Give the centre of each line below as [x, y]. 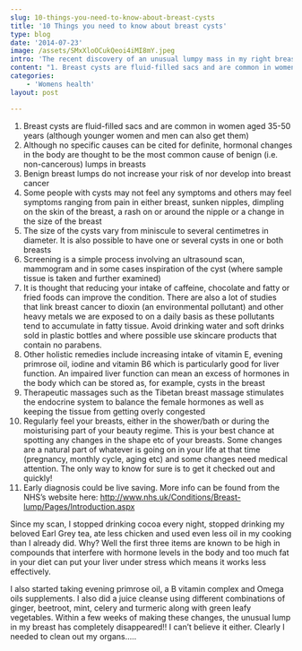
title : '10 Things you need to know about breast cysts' [119, 26]
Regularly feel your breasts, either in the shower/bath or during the [146, 421]
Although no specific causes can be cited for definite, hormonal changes [158, 145]
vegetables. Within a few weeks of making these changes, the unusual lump [151, 617]
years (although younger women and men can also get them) [136, 135]
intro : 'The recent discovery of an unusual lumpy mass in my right [141, 59]
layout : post [35, 92]
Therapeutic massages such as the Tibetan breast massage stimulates [154, 392]
